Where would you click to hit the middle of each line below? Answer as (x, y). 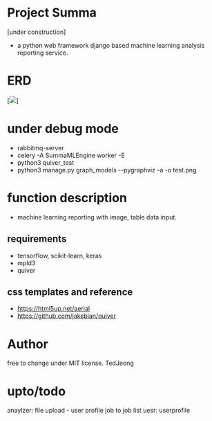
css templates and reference (70, 292)
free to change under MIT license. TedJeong (71, 363)
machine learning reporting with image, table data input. (97, 217)
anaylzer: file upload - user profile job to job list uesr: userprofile (99, 411)
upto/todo (37, 391)
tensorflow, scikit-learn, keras (59, 256)
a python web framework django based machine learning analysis (111, 45)
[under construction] (37, 32)
